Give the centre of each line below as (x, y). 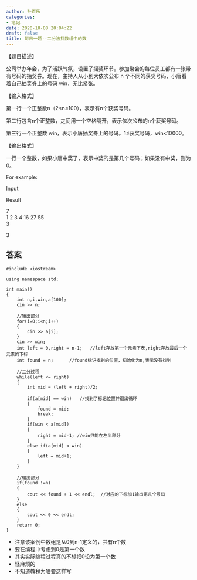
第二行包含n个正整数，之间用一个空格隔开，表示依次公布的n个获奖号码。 (94, 121)
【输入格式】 (21, 96)
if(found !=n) (34, 483)
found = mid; (53, 409)
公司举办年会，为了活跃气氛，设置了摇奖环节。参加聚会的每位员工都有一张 (96, 69)
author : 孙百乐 (23, 11)
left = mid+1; (55, 456)
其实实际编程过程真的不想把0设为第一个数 (65, 556)
